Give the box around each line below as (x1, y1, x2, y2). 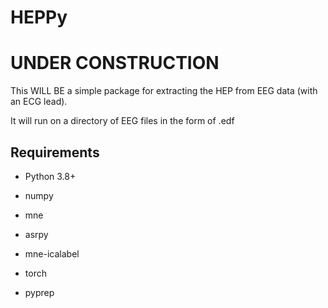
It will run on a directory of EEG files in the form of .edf (10, 115, 235, 127)
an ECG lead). (10, 96, 68, 108)
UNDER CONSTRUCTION (10, 52, 220, 75)
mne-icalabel (24, 247, 80, 260)
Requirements (10, 144, 100, 161)
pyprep (24, 286, 55, 298)
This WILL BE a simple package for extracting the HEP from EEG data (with (10, 85, 318, 97)
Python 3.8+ (24, 170, 77, 182)
